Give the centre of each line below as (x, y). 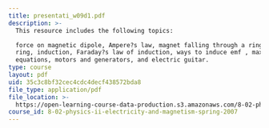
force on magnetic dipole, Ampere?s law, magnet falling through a (130, 45)
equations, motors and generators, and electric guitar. (112, 60)
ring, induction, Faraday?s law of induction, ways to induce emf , (132, 53)
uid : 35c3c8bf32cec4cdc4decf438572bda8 (75, 82)
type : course (30, 68)
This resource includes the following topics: (94, 30)
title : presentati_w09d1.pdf (57, 16)
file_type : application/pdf (55, 90)
